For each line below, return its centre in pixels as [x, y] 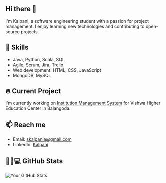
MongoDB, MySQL [32, 75]
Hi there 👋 [21, 9]
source [13, 32]
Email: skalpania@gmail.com [42, 139]
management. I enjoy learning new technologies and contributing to [75, 26]
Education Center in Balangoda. [38, 108]
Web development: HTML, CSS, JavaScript [57, 70]
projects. [30, 32]
